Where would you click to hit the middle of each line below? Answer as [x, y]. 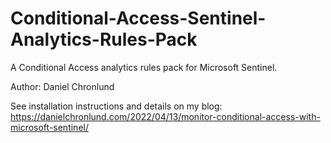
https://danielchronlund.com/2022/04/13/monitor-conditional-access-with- [165, 116]
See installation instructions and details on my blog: [116, 106]
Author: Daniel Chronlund [62, 86]
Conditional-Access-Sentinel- [138, 18]
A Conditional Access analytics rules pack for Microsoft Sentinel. [144, 67]
